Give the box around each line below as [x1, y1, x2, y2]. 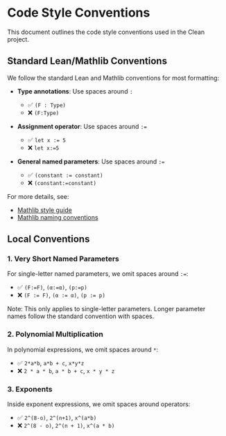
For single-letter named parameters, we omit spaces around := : [7, 270, 189, 278]
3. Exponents [7, 384, 53, 394]
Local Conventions [7, 234, 90, 245]
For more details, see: [7, 192, 69, 200]
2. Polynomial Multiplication [7, 329, 104, 339]
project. [7, 35, 30, 43]
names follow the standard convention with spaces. [7, 312, 155, 320]
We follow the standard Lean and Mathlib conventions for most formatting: [7, 73, 220, 82]
